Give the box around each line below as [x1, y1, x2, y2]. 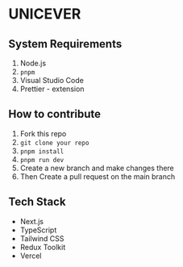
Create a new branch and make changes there [19, 163, 175, 173]
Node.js [19, 58, 47, 68]
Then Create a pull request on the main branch [19, 171, 176, 181]
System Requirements [8, 37, 123, 51]
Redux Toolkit [19, 242, 66, 252]
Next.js [19, 216, 44, 226]
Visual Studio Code [19, 76, 85, 85]
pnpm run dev [19, 156, 64, 164]
